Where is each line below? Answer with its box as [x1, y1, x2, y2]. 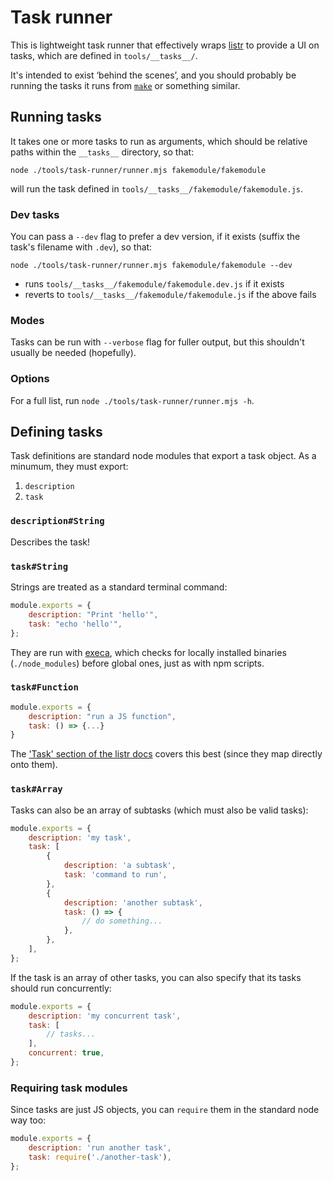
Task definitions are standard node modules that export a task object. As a [10, 450, 317, 462]
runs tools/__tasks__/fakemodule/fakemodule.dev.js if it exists [24, 278, 285, 290]
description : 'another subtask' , [63, 897, 203, 908]
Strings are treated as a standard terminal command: [10, 581, 228, 593]
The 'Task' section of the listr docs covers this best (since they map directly [10, 748, 323, 760]
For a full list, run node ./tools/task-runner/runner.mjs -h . [10, 394, 255, 406]
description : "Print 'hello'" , [28, 609, 159, 620]
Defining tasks [10, 424, 103, 441]
